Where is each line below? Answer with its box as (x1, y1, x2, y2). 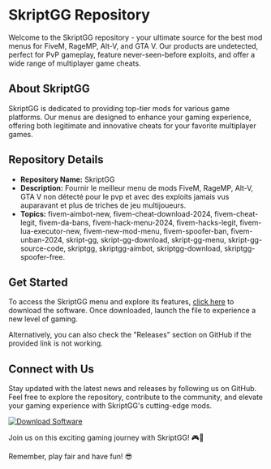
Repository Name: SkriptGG (19, 174, 115, 184)
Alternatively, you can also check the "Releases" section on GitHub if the (8, 330, 252, 340)
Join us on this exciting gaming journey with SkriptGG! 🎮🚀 (8, 432, 204, 443)
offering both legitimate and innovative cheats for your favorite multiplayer (8, 120, 257, 131)
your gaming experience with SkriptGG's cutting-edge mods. (8, 401, 213, 411)
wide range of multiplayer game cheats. (8, 58, 141, 68)
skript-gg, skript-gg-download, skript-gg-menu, (66, 234, 227, 244)
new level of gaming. (8, 314, 79, 324)
